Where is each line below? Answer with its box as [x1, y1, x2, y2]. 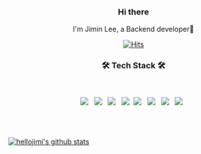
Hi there [118, 6, 149, 17]
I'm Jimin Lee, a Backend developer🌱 [72, 25, 195, 34]
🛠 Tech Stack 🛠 [101, 60, 166, 71]
